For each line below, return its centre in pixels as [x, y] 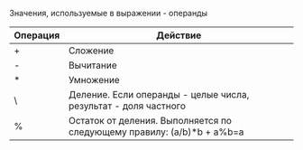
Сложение [91, 51]
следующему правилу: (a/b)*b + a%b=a [156, 132]
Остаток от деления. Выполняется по [150, 121]
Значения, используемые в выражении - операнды [109, 13]
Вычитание [92, 65]
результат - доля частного [127, 106]
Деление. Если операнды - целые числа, [159, 94]
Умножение [94, 80]
